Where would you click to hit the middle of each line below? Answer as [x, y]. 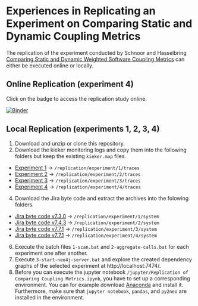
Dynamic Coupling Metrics [73, 36]
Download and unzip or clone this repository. [70, 143]
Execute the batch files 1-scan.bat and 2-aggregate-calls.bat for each [102, 246]
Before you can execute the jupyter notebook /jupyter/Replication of [101, 272]
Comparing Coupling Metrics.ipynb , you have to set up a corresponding [102, 278]
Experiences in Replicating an [81, 11]
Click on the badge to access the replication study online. [77, 98]
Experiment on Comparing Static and [99, 24]
